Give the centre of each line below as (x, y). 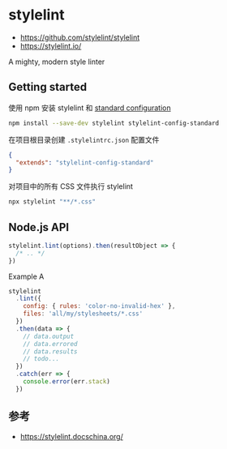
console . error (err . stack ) (67, 382)
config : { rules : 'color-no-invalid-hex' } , (99, 306)
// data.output (49, 336)
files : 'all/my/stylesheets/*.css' (83, 314)
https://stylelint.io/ (51, 45)
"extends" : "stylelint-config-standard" (85, 162)
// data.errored (51, 344)
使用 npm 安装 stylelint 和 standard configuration (90, 108)
